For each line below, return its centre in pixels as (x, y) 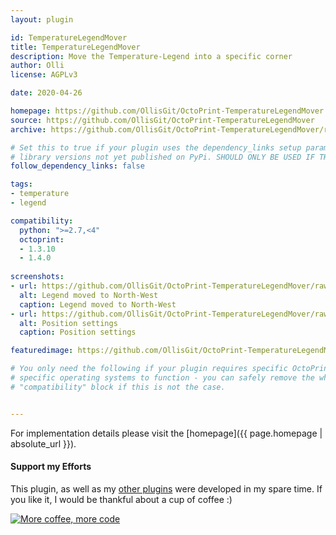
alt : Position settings (68, 323)
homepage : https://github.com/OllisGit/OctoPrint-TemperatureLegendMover (167, 111)
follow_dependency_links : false (77, 166)
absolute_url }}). (43, 443)
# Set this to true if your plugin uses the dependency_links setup (156, 147)
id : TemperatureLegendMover (69, 37)
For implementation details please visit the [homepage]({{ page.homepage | (166, 433)
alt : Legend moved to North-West (89, 295)
